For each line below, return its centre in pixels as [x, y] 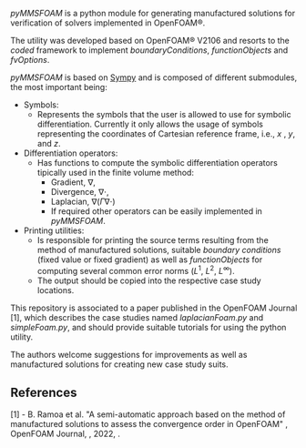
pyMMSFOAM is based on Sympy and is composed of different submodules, [154, 77]
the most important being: [59, 87]
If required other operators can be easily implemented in [157, 211]
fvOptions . [30, 60]
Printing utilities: [54, 230]
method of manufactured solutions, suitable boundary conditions [159, 250]
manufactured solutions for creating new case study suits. [119, 364]
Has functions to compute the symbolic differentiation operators [158, 163]
